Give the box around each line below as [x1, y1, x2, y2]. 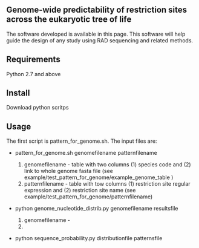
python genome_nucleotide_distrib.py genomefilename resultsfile [15, 205, 178, 212]
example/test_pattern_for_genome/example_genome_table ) [24, 174, 174, 181]
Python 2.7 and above [6, 70, 61, 77]
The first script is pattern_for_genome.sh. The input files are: [6, 137, 157, 145]
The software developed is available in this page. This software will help [6, 30, 186, 38]
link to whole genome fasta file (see [24, 168, 113, 175]
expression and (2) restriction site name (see [24, 187, 136, 194]
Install [6, 88, 30, 99]
